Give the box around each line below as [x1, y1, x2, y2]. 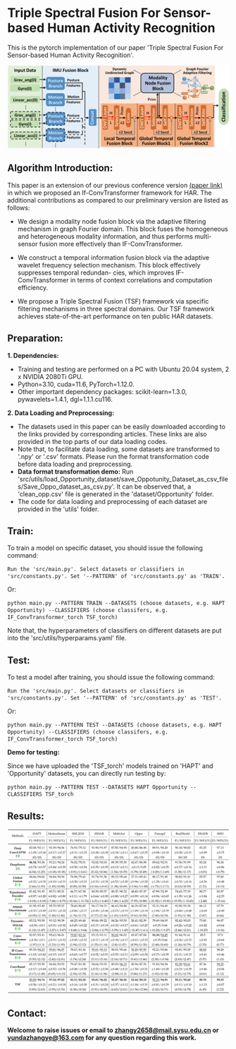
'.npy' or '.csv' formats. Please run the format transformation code [17, 452, 209, 460]
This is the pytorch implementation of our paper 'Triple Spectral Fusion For [7, 43, 224, 52]
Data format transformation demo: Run [17, 467, 134, 476]
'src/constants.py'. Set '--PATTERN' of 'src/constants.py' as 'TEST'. [7, 695, 222, 702]
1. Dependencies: [7, 351, 59, 359]
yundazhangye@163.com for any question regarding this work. [7, 1033, 197, 1042]
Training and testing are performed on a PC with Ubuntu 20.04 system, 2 [17, 365, 230, 373]
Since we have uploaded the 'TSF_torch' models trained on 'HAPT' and [7, 762, 213, 770]
